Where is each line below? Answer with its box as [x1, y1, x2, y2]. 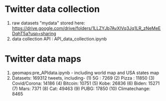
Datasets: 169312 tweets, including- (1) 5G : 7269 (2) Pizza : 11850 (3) [11, 75, 155, 81]
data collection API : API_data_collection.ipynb [11, 36, 107, 42]
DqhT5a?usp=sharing [11, 30, 56, 36]
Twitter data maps [4, 53, 82, 65]
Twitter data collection [4, 3, 100, 15]
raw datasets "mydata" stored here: [11, 20, 85, 26]
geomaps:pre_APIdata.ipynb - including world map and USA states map [11, 70, 160, 76]
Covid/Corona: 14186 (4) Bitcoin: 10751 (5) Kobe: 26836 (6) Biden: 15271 [11, 80, 160, 86]
